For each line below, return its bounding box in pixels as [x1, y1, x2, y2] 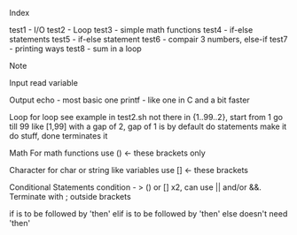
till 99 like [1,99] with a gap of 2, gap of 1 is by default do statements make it [9, 121, 287, 132]
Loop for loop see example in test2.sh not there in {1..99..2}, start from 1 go [9, 112, 284, 122]
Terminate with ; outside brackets [9, 192, 131, 201]
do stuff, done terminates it [9, 131, 108, 140]
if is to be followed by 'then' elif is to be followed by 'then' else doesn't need [9, 208, 288, 219]
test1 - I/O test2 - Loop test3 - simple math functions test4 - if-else [9, 25, 254, 34]
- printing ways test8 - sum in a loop [9, 43, 142, 54]
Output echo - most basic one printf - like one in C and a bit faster [9, 95, 250, 105]
